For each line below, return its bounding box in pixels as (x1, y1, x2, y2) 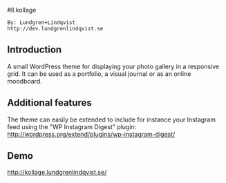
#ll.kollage (7, 6, 37, 14)
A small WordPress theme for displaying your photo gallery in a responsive (7, 62, 220, 70)
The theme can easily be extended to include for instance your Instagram (7, 115, 216, 124)
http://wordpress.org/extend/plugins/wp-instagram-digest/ (7, 130, 176, 138)
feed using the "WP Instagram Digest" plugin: (7, 122, 137, 131)
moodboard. (7, 77, 43, 85)
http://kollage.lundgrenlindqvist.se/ (7, 168, 107, 177)
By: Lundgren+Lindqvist (7, 19, 76, 26)
